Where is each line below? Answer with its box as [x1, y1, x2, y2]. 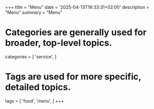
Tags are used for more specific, [5, 71, 142, 82]
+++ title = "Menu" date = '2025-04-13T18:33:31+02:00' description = [5, 4, 150, 10]
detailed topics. [5, 82, 71, 93]
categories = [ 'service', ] [5, 54, 57, 59]
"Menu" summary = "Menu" [5, 9, 63, 15]
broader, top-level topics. [5, 37, 112, 49]
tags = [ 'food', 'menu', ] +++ [5, 98, 65, 104]
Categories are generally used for [5, 27, 147, 38]
